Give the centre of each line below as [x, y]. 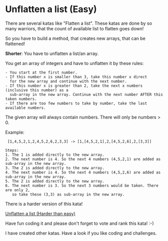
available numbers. [26, 108]
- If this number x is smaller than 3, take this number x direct [76, 77]
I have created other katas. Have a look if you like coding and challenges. [81, 233]
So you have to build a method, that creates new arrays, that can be [75, 38]
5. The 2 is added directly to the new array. [55, 181]
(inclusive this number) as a [37, 90]
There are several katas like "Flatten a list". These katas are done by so [79, 23]
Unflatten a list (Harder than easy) [40, 213]
